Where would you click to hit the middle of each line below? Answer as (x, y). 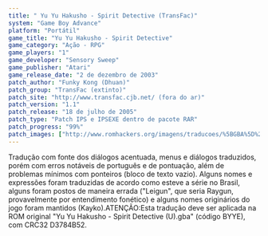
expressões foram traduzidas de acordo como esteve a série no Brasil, (124, 182)
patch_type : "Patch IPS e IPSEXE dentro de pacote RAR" (103, 120)
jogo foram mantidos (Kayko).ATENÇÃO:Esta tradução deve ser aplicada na (132, 207)
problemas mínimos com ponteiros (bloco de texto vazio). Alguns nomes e (130, 174)
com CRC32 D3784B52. (48, 225)
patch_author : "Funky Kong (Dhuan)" (69, 82)
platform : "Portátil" (44, 30)
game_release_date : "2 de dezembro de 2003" (83, 75)
